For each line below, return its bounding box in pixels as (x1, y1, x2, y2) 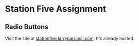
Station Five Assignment (5, 3, 106, 15)
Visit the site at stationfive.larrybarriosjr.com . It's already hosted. (5, 35, 135, 41)
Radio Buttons (5, 23, 49, 31)
